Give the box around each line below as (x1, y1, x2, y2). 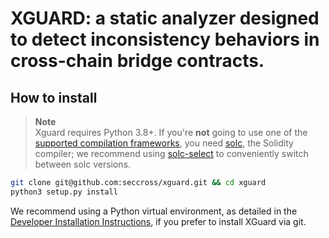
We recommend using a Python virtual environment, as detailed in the (10, 205, 298, 217)
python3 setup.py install (10, 187, 118, 197)
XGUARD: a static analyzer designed (10, 7, 320, 30)
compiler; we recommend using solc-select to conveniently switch (34, 148, 309, 159)
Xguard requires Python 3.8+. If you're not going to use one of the (34, 127, 308, 138)
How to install (10, 89, 98, 106)
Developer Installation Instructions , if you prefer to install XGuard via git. (10, 215, 307, 227)
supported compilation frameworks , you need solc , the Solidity (34, 137, 294, 149)
